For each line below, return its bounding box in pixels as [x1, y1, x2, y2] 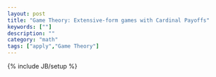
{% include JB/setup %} [7, 62, 78, 70]
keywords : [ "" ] [7, 23, 52, 30]
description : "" [7, 29, 55, 37]
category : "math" [7, 36, 59, 43]
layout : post [7, 10, 46, 17]
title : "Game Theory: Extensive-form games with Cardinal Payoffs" [7, 17, 210, 24]
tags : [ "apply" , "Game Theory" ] [7, 43, 100, 50]
